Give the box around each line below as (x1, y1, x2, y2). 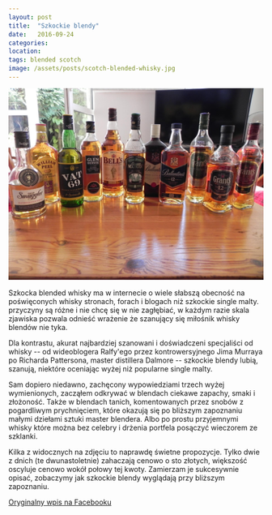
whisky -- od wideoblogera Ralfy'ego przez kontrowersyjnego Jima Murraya (8, 346, 263, 356)
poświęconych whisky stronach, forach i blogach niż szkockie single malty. (8, 296, 259, 306)
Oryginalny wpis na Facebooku (8, 497, 112, 507)
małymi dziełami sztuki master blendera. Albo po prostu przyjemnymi (8, 414, 239, 423)
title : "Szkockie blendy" (8, 21, 100, 30)
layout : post (8, 13, 53, 21)
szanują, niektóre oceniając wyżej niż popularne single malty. (8, 363, 213, 373)
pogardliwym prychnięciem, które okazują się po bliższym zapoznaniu (8, 406, 243, 415)
